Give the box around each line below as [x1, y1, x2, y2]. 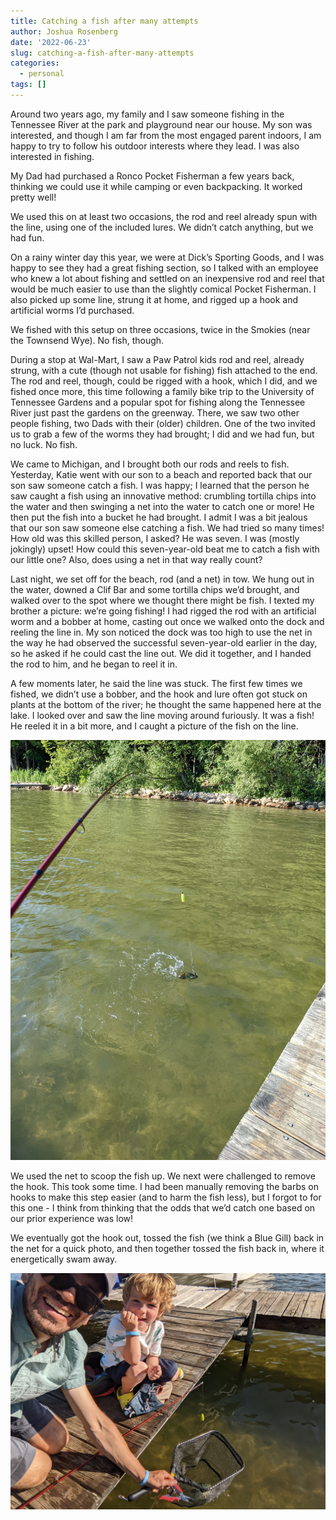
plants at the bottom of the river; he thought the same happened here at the [10, 698, 322, 710]
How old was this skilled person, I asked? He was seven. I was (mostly [10, 532, 300, 544]
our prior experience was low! [10, 1212, 134, 1224]
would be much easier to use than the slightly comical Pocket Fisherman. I [10, 283, 317, 295]
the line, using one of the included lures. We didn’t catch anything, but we [10, 221, 314, 233]
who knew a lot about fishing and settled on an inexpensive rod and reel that [10, 272, 325, 284]
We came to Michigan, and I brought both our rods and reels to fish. [10, 458, 290, 470]
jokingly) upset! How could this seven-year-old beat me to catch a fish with [10, 543, 320, 555]
